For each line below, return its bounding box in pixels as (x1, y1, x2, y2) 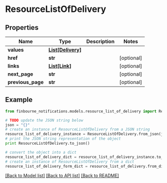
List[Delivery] (48, 46, 82, 53)
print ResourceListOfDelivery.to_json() (5, 141, 90, 146)
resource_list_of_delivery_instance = (5, 132, 85, 137)
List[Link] (48, 63, 72, 69)
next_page (7, 71, 33, 78)
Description (86, 38, 115, 45)
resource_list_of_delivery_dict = (5, 154, 77, 160)
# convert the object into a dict (5, 150, 77, 155)
